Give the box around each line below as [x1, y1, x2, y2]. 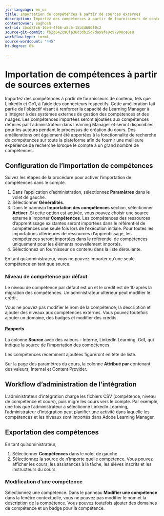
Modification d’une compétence [5, 478, 83, 485]
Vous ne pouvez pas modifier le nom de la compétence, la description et [5, 304, 151, 310]
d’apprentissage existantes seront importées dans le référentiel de [12, 221, 145, 226]
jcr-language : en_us [5, 7, 47, 12]
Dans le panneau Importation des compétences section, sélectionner [12, 205, 153, 211]
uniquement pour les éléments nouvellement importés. [12, 241, 122, 247]
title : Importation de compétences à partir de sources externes [5, 12, 141, 17]
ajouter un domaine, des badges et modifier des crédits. [5, 314, 118, 320]
